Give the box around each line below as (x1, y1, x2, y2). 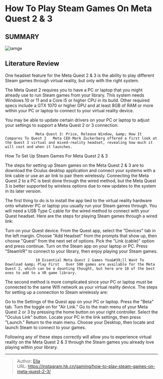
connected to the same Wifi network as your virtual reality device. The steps (5, 284, 158, 290)
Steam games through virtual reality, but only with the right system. (5, 77, 139, 83)
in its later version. (5, 188, 42, 194)
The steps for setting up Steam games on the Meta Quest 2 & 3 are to (5, 162, 144, 168)
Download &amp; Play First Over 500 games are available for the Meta (5, 262, 155, 267)
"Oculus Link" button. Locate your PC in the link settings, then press (5, 314, 141, 320)
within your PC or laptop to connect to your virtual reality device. (5, 107, 134, 113)
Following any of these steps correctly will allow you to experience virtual (5, 334, 152, 340)
